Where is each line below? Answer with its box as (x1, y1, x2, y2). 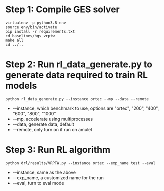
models (5, 80, 37, 91)
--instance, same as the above (12, 169, 76, 175)
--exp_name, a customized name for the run (12, 174, 104, 181)
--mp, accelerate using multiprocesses (12, 116, 93, 122)
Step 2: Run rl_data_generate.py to (5, 59, 153, 70)
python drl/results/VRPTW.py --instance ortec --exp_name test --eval (5, 160, 156, 166)
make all (5, 38, 24, 43)
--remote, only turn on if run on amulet (12, 126, 93, 132)
